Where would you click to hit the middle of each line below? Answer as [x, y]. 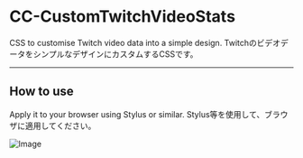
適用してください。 [60, 125]
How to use [41, 92]
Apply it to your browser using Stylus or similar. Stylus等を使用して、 [137, 114]
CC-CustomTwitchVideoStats [123, 17]
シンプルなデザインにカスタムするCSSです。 [115, 54]
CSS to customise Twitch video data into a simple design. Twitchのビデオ [145, 42]
